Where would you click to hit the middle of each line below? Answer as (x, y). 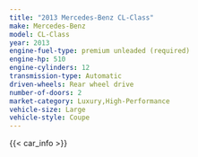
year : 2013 (30, 43)
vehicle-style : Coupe (50, 118)
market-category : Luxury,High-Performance (90, 101)
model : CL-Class (39, 34)
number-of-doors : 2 (46, 92)
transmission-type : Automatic (66, 76)
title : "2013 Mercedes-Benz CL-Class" (82, 17)
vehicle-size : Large (48, 109)
